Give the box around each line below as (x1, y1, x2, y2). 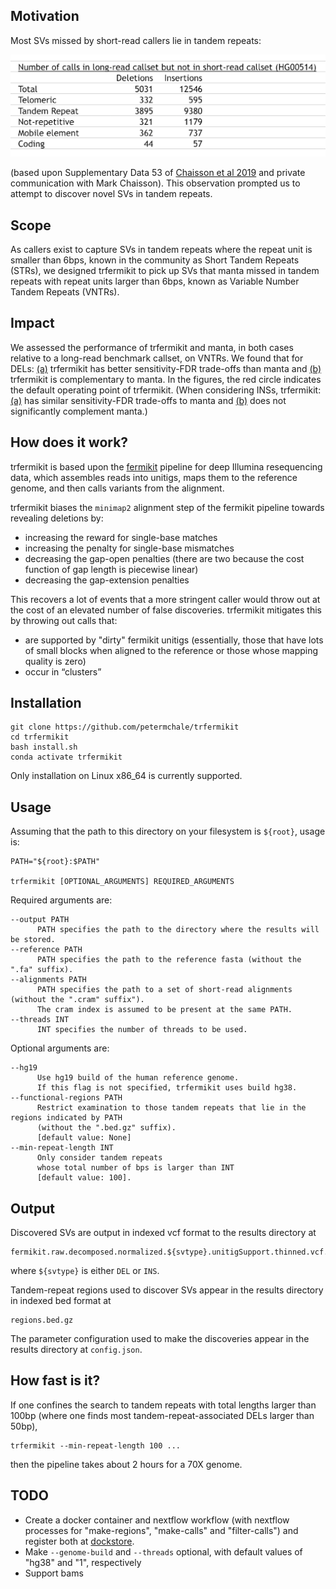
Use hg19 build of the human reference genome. (36, 1073, 240, 1083)
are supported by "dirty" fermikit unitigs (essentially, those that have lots (24, 634, 324, 646)
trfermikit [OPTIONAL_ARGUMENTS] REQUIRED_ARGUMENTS (10, 877, 235, 887)
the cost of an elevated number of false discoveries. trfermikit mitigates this (10, 604, 322, 616)
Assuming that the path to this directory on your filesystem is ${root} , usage (10, 825, 326, 838)
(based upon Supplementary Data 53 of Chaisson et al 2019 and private (10, 167, 306, 179)
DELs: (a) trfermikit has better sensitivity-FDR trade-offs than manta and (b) (10, 362, 322, 374)
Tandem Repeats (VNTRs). (10, 286, 120, 298)
